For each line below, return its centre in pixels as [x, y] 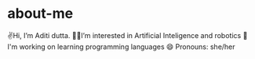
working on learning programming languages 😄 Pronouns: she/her [127, 47]
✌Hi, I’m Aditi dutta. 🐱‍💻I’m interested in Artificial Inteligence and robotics [124, 35]
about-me [40, 14]
